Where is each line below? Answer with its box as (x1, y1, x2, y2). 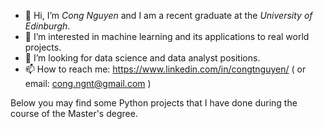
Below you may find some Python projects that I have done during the (10, 97, 298, 109)
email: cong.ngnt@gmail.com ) (24, 78, 152, 89)
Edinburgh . (24, 20, 71, 32)
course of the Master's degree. (10, 108, 138, 119)
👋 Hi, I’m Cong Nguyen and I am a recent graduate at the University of (24, 10, 313, 21)
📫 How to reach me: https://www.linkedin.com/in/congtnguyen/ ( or (24, 63, 307, 75)
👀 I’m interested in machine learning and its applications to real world (24, 31, 310, 42)
